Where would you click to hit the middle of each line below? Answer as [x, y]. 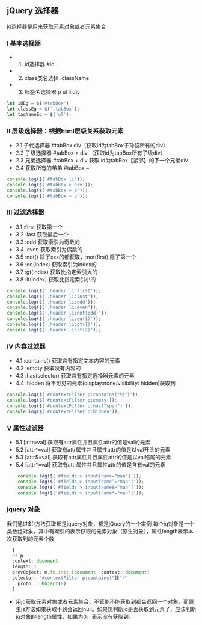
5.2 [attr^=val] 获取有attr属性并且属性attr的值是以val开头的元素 [93, 449]
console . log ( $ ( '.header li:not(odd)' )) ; [58, 313]
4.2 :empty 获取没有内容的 [48, 368]
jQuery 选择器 [33, 11]
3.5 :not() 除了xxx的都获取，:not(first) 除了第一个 [76, 257]
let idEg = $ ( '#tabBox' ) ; [39, 103]
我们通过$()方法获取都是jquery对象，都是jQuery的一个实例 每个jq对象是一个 [101, 523]
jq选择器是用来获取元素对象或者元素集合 [57, 26]
